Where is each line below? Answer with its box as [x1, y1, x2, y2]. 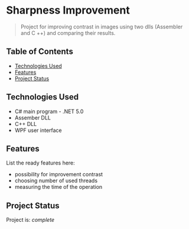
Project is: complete [6, 217, 55, 224]
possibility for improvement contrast [14, 171, 103, 178]
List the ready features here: [6, 159, 75, 166]
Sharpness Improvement [6, 4, 130, 17]
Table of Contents [6, 47, 74, 57]
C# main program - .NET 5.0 [14, 108, 84, 115]
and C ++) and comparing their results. [20, 29, 116, 36]
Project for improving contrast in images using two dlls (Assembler [20, 23, 183, 30]
